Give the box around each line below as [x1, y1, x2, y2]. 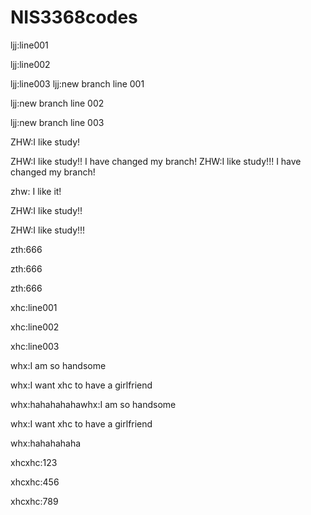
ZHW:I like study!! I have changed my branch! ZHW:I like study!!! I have [10, 155, 302, 167]
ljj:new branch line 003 [10, 116, 105, 128]
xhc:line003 [10, 340, 60, 352]
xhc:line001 [10, 301, 58, 313]
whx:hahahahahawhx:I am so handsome [10, 398, 177, 410]
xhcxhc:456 [10, 476, 60, 488]
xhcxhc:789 [10, 495, 59, 507]
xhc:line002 [10, 321, 60, 333]
